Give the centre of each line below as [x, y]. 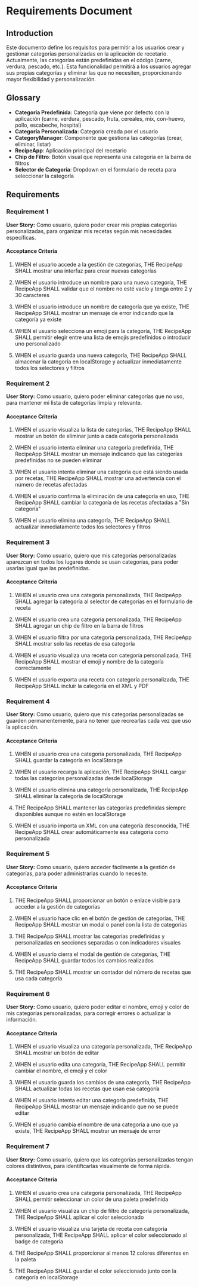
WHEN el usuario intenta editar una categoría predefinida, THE [91, 1100]
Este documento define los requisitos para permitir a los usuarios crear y [95, 47]
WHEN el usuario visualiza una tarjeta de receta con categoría [91, 1228]
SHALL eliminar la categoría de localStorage [69, 796]
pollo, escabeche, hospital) [48, 125]
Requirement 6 [28, 993]
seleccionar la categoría [44, 176]
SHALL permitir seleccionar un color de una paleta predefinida [91, 1199]
